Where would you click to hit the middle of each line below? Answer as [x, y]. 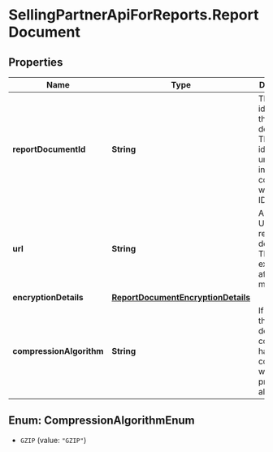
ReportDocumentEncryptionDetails [181, 297]
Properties [36, 62]
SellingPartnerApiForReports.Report [134, 15]
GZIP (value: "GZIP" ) [53, 440]
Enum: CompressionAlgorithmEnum [102, 421]
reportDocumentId [49, 149]
